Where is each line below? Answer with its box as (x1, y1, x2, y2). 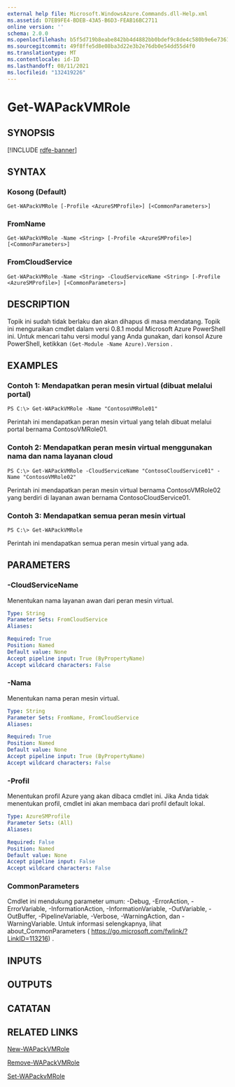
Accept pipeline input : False (7, 858, 96, 865)
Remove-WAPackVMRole (7, 1058, 80, 1067)
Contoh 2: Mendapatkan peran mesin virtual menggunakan (7, 443, 213, 452)
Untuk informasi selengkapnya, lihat (58, 919, 162, 928)
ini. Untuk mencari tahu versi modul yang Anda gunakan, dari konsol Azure (7, 332, 222, 340)
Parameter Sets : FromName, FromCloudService (7, 714, 139, 721)
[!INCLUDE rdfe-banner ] (7, 145, 78, 154)
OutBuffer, (7, 912, 37, 921)
